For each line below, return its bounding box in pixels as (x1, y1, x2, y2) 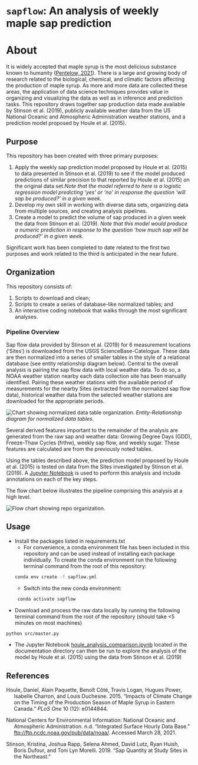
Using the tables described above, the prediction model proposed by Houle (6, 457, 189, 464)
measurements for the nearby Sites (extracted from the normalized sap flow (6, 385, 190, 393)
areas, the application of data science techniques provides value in (6, 88, 169, 95)
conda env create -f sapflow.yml (14, 573, 97, 580)
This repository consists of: (6, 283, 72, 290)
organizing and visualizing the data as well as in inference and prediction (6, 94, 183, 101)
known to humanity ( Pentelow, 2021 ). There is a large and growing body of (6, 70, 187, 77)
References (6, 671, 49, 681)
